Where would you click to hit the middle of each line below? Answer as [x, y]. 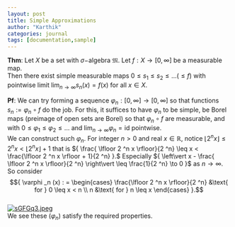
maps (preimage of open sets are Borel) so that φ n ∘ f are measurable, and [116, 120]
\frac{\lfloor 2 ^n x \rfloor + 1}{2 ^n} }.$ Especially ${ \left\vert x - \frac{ [111, 156]
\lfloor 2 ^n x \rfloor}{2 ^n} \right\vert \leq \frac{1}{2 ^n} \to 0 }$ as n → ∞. [115, 164]
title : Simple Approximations [52, 21]
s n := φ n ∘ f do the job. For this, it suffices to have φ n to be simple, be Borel [117, 110]
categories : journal [38, 34]
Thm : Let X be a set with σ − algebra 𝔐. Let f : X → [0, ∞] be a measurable [115, 60]
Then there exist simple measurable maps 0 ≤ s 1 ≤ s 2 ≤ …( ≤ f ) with [107, 76]
